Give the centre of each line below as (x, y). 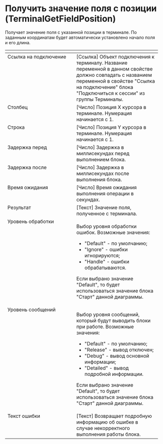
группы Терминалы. (100, 99)
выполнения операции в (105, 194)
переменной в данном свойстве (114, 69)
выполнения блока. (99, 179)
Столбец (18, 107)
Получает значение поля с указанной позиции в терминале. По (71, 32)
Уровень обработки (31, 221)
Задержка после (27, 167)
